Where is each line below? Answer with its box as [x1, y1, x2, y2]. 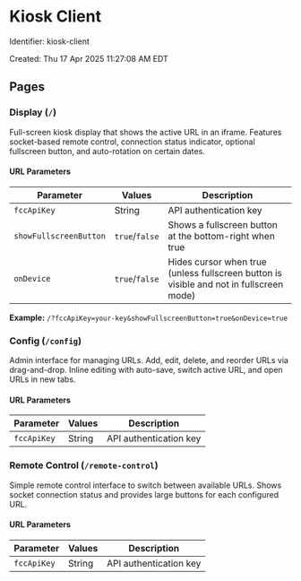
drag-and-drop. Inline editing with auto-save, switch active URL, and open [9, 365, 284, 376]
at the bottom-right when [168, 230, 275, 242]
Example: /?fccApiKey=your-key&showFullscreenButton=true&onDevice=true [9, 312, 288, 323]
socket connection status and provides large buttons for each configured [9, 489, 279, 499]
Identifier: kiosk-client [9, 36, 90, 47]
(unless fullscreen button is [168, 266, 282, 279]
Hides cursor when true [168, 256, 267, 268]
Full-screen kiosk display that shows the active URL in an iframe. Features [9, 126, 282, 137]
